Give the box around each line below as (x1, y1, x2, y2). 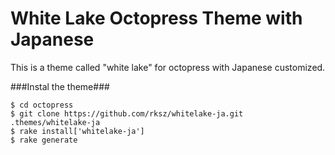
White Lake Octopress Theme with (10, 7, 303, 30)
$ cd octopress (10, 100, 74, 110)
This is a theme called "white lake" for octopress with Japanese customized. (10, 61, 326, 73)
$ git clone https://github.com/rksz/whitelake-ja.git (10, 108, 244, 119)
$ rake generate (10, 135, 78, 145)
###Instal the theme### (10, 80, 110, 92)
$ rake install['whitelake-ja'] (10, 126, 145, 136)
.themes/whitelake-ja (10, 117, 101, 127)
